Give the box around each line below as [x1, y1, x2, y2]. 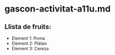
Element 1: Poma [11, 35, 45, 41]
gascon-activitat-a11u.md [4, 3, 111, 14]
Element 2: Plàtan [11, 41, 47, 46]
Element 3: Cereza [11, 46, 49, 51]
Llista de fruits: [4, 23, 52, 31]
